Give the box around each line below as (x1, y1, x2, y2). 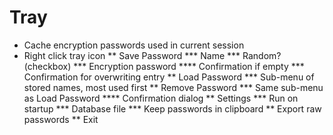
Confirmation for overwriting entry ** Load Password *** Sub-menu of (23, 71, 315, 83)
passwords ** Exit (23, 113, 99, 125)
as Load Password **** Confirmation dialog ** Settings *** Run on (23, 92, 299, 104)
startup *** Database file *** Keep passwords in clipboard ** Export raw (23, 102, 322, 115)
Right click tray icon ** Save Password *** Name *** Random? (23, 49, 282, 61)
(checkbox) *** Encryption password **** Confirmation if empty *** (23, 60, 305, 72)
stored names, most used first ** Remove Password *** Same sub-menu (23, 81, 324, 93)
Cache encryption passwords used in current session (23, 39, 245, 51)
